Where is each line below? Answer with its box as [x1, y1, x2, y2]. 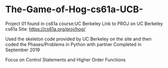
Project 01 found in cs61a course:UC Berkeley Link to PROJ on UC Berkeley [5, 20, 163, 27]
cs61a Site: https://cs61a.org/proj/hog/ [5, 26, 86, 32]
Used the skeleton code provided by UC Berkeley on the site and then [5, 36, 152, 42]
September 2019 [5, 47, 40, 53]
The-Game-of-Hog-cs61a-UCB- [5, 4, 144, 15]
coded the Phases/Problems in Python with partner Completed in [5, 41, 142, 47]
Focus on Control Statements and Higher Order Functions [5, 56, 126, 62]
